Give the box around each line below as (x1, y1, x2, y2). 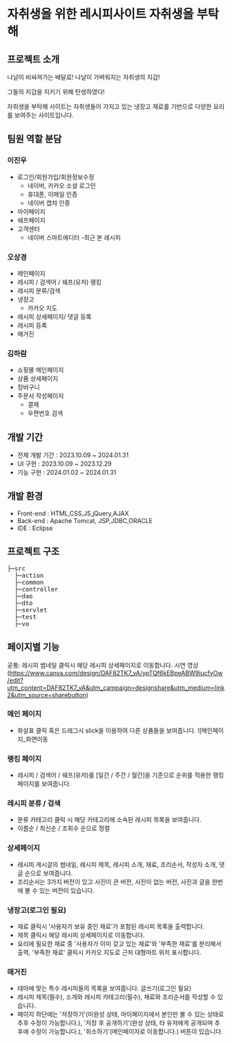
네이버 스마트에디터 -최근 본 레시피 (27, 233, 121, 241)
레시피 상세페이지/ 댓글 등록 (17, 312, 92, 320)
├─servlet (14, 606, 48, 614)
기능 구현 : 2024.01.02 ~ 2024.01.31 (17, 468, 117, 477)
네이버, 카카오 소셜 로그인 (27, 181, 97, 190)
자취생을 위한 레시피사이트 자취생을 (7, 6, 195, 22)
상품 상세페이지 (17, 374, 59, 383)
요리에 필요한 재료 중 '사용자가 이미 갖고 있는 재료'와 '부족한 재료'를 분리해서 (17, 940, 222, 948)
